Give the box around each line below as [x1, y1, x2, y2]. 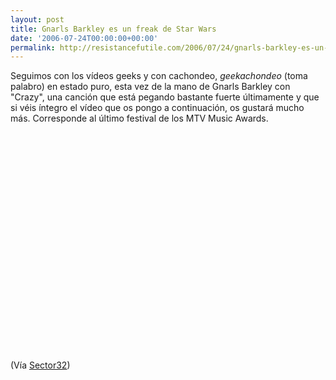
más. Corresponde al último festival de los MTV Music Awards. [10, 112, 269, 125]
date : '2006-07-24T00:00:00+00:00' [10, 33, 159, 43]
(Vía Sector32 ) [10, 359, 71, 371]
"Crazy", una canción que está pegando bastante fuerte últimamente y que [10, 91, 320, 103]
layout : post [10, 14, 65, 25]
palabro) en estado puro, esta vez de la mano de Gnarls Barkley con [10, 81, 291, 93]
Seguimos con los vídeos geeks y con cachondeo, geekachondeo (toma [10, 70, 308, 82]
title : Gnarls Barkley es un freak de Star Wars [10, 24, 217, 34]
